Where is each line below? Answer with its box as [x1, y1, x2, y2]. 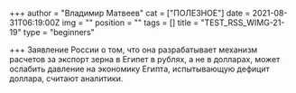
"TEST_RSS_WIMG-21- [200, 17, 285, 28]
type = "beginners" [23, 27, 95, 37]
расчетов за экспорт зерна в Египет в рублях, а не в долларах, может [9, 54, 281, 64]
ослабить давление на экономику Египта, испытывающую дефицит [9, 63, 270, 74]
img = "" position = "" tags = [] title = [61, 17, 199, 28]
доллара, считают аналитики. [9, 73, 124, 84]
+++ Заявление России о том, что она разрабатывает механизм [9, 44, 258, 55]
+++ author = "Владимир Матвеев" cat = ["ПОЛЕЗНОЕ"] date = [9, 8, 251, 18]
